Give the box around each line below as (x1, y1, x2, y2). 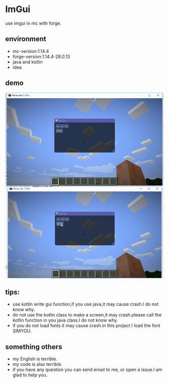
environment (5, 35, 46, 43)
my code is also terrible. (12, 361, 63, 367)
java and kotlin (12, 59, 43, 65)
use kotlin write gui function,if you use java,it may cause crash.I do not (12, 301, 159, 308)
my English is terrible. (12, 356, 58, 362)
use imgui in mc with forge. (5, 20, 62, 26)
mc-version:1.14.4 (12, 48, 49, 54)
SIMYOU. (12, 328, 32, 334)
